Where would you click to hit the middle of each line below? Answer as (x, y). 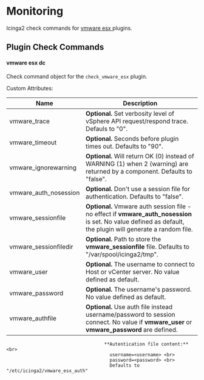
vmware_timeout (33, 142)
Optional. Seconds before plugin (132, 138)
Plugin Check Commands (55, 47)
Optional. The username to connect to (140, 264)
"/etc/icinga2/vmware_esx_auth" (47, 371)
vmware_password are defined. (132, 329)
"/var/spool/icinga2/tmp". (122, 254)
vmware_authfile (33, 318)
